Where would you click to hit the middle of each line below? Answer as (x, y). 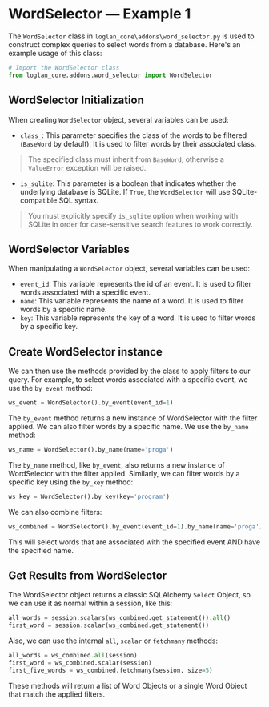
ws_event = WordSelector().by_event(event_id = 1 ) (91, 403)
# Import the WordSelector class (64, 68)
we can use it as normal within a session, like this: (90, 603)
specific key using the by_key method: (71, 482)
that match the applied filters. (57, 694)
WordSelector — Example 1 (100, 14)
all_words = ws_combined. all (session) (73, 656)
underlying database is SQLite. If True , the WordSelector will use (125, 191)
